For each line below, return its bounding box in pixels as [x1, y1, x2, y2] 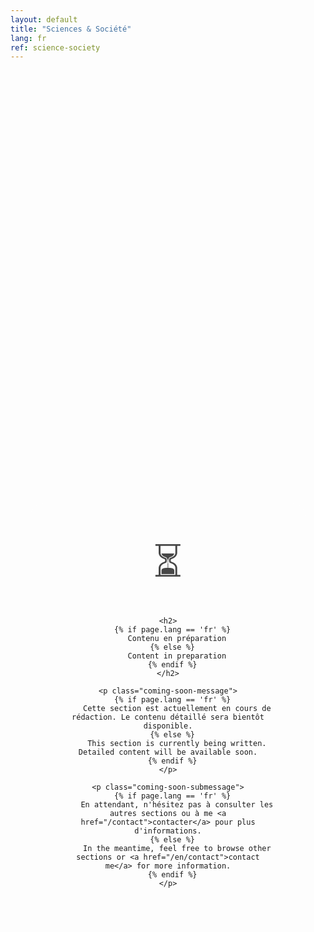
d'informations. [134, 826, 202, 836]
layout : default [10, 14, 78, 25]
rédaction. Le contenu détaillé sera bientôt [71, 712, 265, 723]
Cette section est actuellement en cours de [82, 704, 272, 714]
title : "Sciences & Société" [10, 24, 132, 34]
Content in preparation [127, 651, 227, 661]
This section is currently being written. [87, 739, 267, 749]
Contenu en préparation [127, 634, 227, 644]
